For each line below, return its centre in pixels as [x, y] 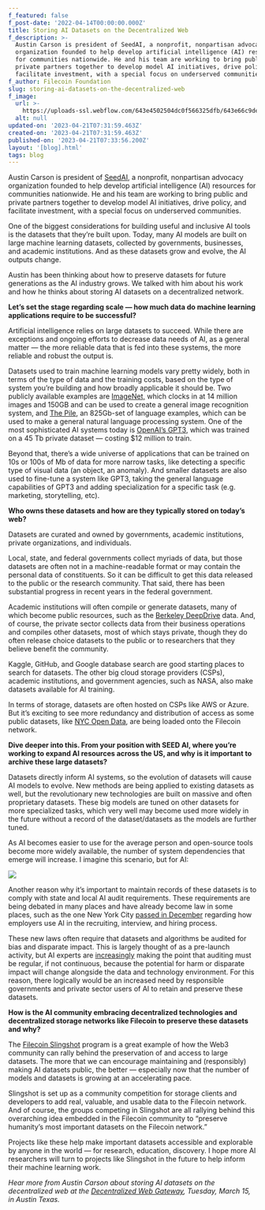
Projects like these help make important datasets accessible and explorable [131, 1142]
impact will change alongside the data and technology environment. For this [131, 972]
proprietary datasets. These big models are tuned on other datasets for [123, 803]
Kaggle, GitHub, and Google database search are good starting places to [126, 665]
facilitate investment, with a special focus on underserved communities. [125, 211]
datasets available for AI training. [62, 689]
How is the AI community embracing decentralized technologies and [123, 1013]
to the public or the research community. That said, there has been [117, 583]
